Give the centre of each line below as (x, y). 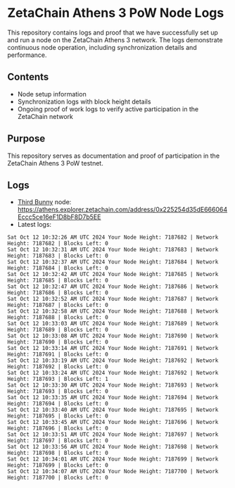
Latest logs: (34, 225)
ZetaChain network (45, 116)
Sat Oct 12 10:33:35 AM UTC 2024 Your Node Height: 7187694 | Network (113, 398)
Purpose (26, 139)
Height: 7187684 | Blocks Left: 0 (58, 268)
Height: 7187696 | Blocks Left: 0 (58, 428)
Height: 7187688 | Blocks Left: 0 (58, 318)
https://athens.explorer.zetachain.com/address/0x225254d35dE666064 (122, 210)
